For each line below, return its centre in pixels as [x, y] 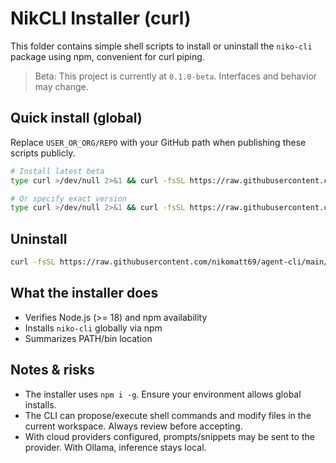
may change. [61, 86]
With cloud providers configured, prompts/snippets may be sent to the [169, 436]
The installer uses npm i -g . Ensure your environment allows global [163, 394]
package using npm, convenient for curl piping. [107, 56]
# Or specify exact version [69, 198]
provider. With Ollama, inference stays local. [115, 447]
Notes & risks [52, 370]
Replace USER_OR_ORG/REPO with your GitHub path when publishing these [158, 142]
